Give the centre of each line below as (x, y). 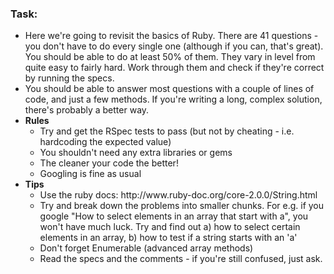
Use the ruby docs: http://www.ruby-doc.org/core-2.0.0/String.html (178, 195)
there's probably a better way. (87, 110)
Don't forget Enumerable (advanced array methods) (146, 248)
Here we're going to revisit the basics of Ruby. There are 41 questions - (171, 36)
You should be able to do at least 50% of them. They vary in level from (170, 57)
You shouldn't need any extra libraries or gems (136, 153)
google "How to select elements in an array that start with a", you (174, 216)
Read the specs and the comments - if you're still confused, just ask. (181, 259)
